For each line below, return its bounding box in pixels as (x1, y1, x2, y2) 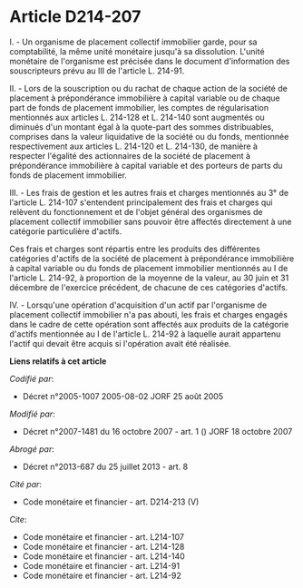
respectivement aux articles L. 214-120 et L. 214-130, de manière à (9, 141, 259, 152)
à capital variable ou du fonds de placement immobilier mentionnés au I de (9, 262, 288, 273)
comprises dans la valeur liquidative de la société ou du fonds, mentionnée (9, 131, 289, 142)
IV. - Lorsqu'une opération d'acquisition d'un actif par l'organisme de (9, 299, 268, 310)
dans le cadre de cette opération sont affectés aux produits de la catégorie (9, 318, 289, 329)
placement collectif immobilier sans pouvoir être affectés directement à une (9, 216, 292, 227)
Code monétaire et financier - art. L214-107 (22, 531, 184, 542)
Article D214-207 (9, 6, 142, 27)
